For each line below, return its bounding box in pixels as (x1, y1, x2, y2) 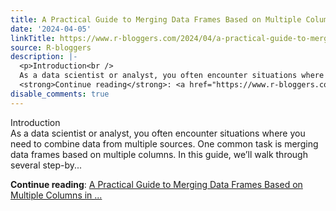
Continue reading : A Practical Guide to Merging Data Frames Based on (10, 178, 303, 190)
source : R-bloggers (10, 42, 92, 53)
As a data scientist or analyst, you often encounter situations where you (10, 127, 306, 139)
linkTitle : (10, 33, 56, 43)
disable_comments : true (10, 89, 110, 99)
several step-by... (10, 159, 83, 171)
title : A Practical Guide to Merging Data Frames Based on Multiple (10, 14, 302, 25)
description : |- (10, 52, 78, 62)
